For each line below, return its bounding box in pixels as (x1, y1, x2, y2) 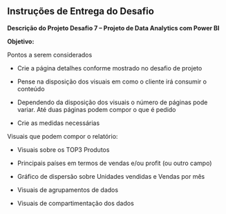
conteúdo (17, 84, 45, 93)
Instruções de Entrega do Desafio (7, 6, 154, 17)
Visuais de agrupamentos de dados (17, 186, 119, 194)
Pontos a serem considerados (7, 50, 93, 59)
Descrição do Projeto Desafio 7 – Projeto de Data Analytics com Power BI (7, 23, 220, 32)
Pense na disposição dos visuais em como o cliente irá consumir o (17, 77, 207, 86)
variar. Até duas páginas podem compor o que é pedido (17, 105, 176, 113)
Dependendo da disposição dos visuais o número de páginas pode (17, 98, 208, 106)
